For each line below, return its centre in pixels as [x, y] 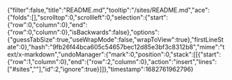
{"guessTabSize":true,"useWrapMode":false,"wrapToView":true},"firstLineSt [116, 40]
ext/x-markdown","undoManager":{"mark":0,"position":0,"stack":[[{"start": [114, 54]
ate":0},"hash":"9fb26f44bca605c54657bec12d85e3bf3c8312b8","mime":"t [116, 47]
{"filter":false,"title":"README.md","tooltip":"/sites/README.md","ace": [109, 10]
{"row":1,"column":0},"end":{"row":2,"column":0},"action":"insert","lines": [112, 62]
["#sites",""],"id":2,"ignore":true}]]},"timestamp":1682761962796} [100, 69]
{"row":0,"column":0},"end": [48, 25]
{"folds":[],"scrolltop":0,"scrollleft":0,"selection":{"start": [88, 17]
